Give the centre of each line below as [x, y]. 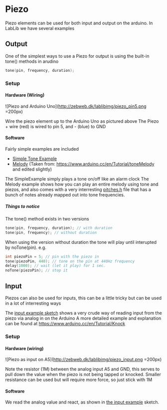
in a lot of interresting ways [33, 303]
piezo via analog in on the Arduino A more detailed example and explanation [83, 318]
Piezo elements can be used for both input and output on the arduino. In [79, 23]
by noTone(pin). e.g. [26, 247]
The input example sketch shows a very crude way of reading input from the [83, 313]
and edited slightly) [32, 169]
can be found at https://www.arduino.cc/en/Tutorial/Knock [65, 323]
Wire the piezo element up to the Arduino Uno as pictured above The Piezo [82, 121]
